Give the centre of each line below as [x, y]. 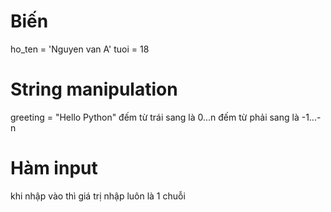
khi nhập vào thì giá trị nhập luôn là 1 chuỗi [98, 196]
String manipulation [94, 89]
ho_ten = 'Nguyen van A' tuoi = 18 [80, 49]
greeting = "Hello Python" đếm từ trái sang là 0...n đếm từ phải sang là [155, 117]
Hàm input [54, 168]
